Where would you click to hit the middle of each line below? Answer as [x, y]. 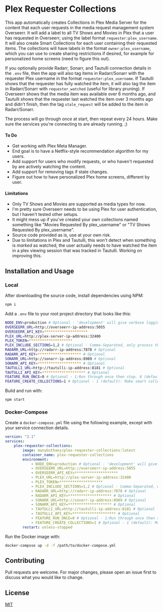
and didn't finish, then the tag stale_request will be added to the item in [77, 104]
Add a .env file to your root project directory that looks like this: [68, 314]
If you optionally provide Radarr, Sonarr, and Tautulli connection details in [78, 68]
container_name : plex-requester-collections [68, 455]
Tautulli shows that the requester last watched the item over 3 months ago [79, 99]
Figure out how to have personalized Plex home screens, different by [81, 177]
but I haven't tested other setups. [45, 215]
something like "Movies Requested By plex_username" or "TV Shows [81, 225]
